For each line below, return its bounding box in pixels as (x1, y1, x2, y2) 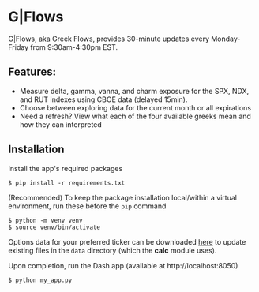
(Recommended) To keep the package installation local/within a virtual (8, 193, 237, 202)
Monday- (210, 34, 241, 43)
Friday (8, 42, 29, 51)
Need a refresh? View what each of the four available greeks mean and (19, 111, 251, 121)
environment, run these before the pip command (8, 201, 167, 211)
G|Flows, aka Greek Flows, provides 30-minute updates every (8, 34, 210, 43)
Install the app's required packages (8, 163, 123, 173)
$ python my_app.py (8, 276, 73, 284)
